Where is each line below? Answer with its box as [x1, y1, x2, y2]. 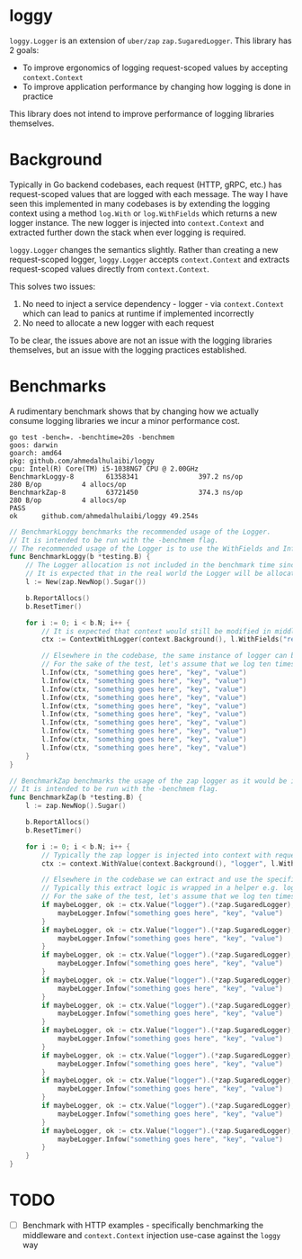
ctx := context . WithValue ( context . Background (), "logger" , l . [41, 859, 280, 868]
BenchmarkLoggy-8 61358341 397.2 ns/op [9, 472, 244, 481]
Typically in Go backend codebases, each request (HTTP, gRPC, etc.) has [9, 179, 282, 190]
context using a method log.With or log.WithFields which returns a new [9, 208, 278, 219]
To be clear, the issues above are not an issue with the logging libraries [9, 335, 272, 346]
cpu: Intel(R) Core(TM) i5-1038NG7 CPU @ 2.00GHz [9, 464, 200, 473]
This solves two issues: [9, 281, 96, 292]
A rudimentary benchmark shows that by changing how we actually [9, 406, 259, 417]
